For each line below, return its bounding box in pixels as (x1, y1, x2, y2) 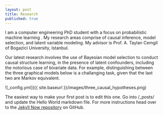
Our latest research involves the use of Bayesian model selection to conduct (5, 55, 158, 60)
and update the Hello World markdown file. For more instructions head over (5, 99, 157, 105)
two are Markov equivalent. (5, 75, 60, 81)
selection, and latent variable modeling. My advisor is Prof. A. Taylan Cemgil (5, 40, 158, 46)
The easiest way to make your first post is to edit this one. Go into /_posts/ (5, 94, 155, 100)
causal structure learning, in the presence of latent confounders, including (5, 59, 155, 66)
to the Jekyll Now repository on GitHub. (5, 104, 84, 110)
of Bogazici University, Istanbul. (5, 45, 69, 51)
